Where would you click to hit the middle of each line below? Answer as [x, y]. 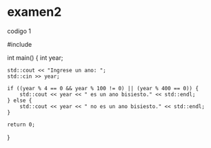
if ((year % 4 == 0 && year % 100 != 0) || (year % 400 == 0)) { [103, 88]
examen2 [34, 12]
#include [20, 44]
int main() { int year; [35, 57]
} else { [20, 101]
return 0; [21, 125]
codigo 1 [19, 31]
